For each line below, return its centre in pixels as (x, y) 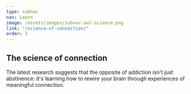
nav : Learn (20, 17)
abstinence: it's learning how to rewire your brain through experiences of (95, 79)
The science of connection (57, 58)
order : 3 (17, 34)
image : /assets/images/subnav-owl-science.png (65, 23)
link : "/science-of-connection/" (48, 28)
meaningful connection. (35, 84)
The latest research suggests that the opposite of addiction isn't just (90, 72)
